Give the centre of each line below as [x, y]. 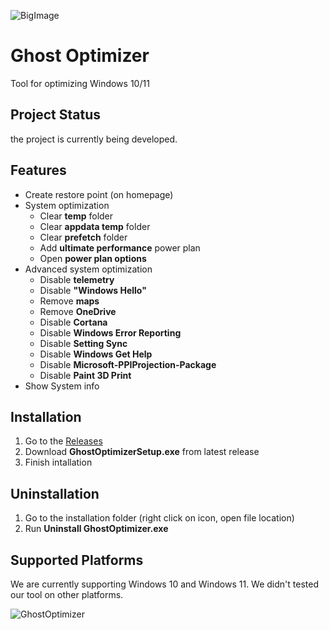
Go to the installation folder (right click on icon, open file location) [159, 518]
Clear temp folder [76, 216]
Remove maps [69, 301]
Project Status [56, 115]
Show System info [62, 386]
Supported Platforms [77, 560]
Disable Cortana [73, 322]
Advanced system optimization [88, 269]
